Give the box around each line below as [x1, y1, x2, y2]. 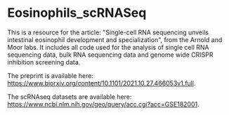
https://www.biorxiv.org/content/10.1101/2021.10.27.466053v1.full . [7, 79, 196, 87]
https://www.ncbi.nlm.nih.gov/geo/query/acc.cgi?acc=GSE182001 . [7, 100, 200, 108]
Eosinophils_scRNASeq [7, 5, 147, 21]
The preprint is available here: [7, 72, 93, 80]
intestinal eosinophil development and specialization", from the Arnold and [7, 35, 223, 43]
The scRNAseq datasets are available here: [7, 93, 132, 101]
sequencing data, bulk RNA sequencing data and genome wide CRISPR [7, 50, 214, 59]
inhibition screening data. [7, 57, 81, 66]
